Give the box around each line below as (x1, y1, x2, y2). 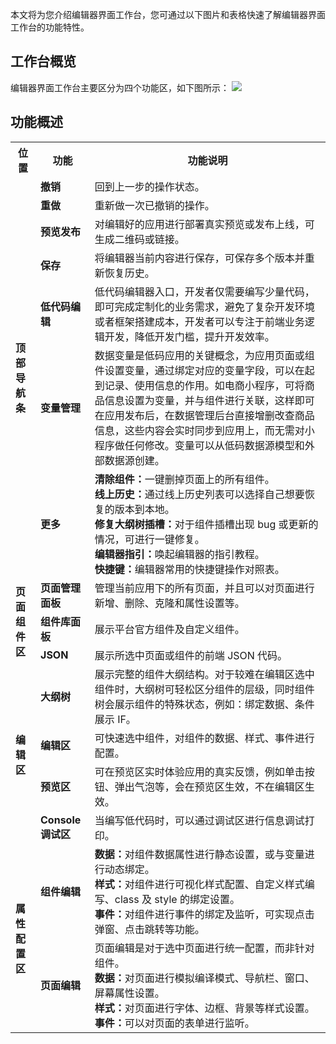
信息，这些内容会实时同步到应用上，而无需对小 (94, 423, 315, 437)
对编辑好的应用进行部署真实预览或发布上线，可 (94, 217, 315, 231)
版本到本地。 (114, 502, 175, 516)
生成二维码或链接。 (94, 232, 185, 246)
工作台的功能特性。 (10, 21, 90, 33)
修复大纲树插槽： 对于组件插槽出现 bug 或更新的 (94, 517, 319, 531)
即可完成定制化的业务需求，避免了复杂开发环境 (94, 299, 315, 313)
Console (40, 813, 82, 827)
